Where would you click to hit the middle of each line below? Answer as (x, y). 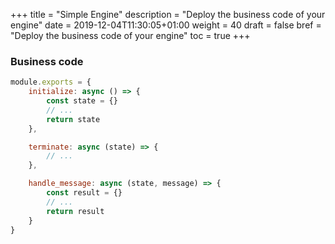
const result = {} (84, 193)
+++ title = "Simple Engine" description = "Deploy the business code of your (168, 14)
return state (73, 119)
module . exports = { (51, 82)
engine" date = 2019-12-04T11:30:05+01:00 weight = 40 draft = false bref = (166, 25)
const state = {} (82, 101)
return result (75, 211)
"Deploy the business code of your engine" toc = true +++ (130, 35)
